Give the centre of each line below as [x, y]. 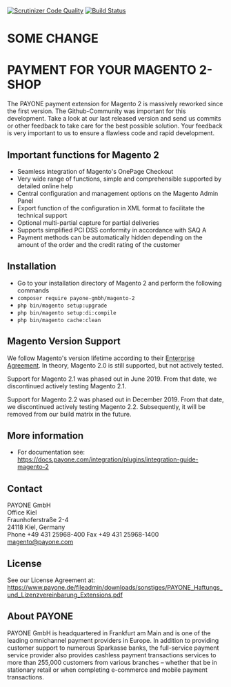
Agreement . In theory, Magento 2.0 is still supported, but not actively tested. [115, 365]
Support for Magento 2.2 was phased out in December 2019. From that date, [115, 399]
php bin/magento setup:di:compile [67, 313]
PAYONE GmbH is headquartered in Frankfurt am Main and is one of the [109, 633]
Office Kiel [22, 512]
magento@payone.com [40, 542]
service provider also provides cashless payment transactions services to [112, 655]
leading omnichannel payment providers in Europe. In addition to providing [113, 640]
